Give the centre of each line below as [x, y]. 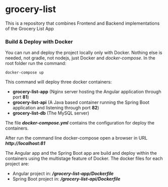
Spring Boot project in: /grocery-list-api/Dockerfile [66, 179]
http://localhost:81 [25, 143]
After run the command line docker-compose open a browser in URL [76, 138]
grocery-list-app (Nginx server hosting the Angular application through [87, 92]
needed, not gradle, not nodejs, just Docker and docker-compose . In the [80, 58]
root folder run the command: [36, 64]
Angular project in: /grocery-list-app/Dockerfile [63, 174]
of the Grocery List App [30, 28]
